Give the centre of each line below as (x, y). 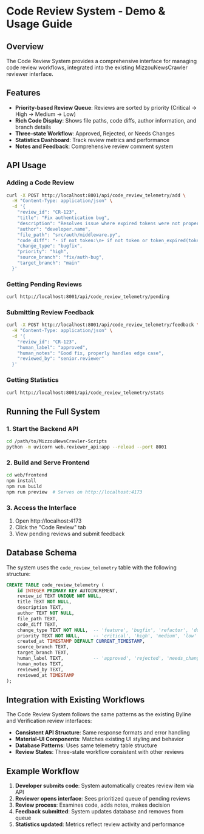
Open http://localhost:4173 (48, 521)
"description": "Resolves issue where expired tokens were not (99, 223)
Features (23, 93)
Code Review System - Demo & (86, 11)
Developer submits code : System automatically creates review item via (104, 786)
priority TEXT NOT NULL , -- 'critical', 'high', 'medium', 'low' (107, 636)
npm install (21, 481)
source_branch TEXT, (43, 647)
